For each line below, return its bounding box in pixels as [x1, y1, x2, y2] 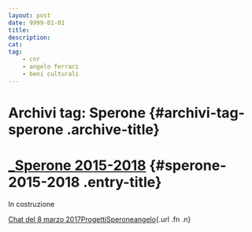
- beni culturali [22, 70, 80, 78]
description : [8, 33, 51, 42]
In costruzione [8, 199, 55, 208]
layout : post [8, 11, 51, 20]
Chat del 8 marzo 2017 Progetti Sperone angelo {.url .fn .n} [8, 214, 191, 224]
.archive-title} [66, 120, 160, 138]
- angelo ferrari [22, 63, 80, 71]
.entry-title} [82, 174, 162, 191]
